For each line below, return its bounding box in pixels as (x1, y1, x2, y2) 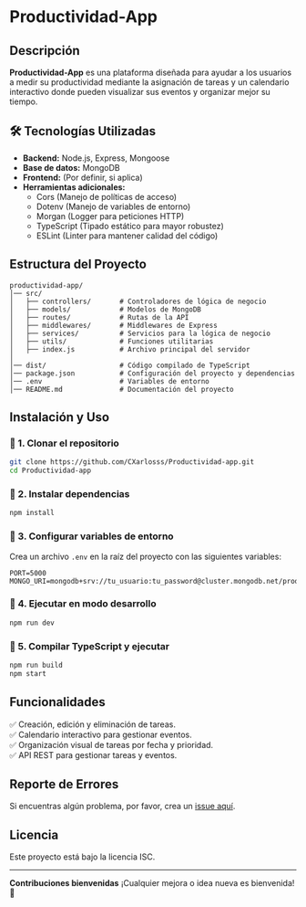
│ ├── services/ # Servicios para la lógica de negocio (9, 329, 271, 338)
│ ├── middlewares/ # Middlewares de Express (9, 321, 219, 330)
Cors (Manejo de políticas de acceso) (36, 191, 178, 202)
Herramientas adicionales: (22, 181, 126, 193)
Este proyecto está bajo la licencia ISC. (9, 851, 156, 862)
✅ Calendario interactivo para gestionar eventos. (9, 729, 193, 740)
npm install (9, 509, 55, 518)
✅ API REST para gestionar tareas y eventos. (9, 749, 178, 760)
